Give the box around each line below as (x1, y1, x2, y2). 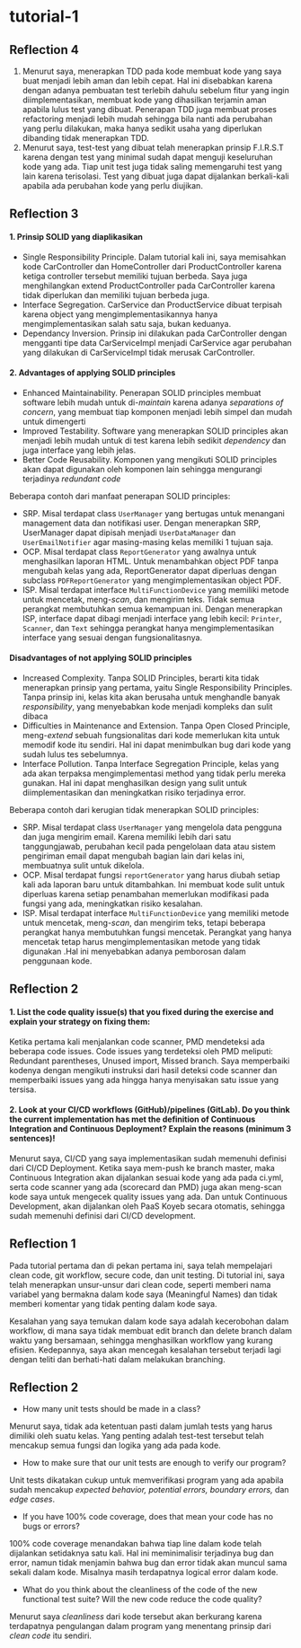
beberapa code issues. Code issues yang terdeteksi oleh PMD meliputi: (9, 1045, 274, 1056)
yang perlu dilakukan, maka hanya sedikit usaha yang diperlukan (22, 123, 262, 134)
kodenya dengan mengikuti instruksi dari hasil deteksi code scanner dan (9, 1064, 278, 1075)
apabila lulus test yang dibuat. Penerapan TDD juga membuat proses (22, 104, 277, 114)
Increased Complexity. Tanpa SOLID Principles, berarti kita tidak (22, 673, 260, 683)
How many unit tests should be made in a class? (22, 1404, 201, 1414)
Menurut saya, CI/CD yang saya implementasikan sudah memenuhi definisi (9, 1152, 288, 1164)
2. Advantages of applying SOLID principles (9, 367, 176, 378)
